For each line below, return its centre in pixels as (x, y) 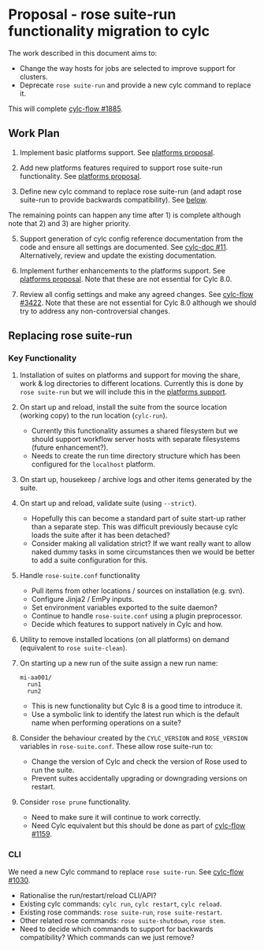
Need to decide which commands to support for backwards (116, 929)
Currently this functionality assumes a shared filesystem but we (135, 431)
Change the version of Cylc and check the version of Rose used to (139, 762)
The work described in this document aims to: (83, 53)
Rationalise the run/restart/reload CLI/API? (88, 895)
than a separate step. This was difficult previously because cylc (135, 527)
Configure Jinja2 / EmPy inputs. (83, 599)
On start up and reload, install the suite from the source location (123, 407)
